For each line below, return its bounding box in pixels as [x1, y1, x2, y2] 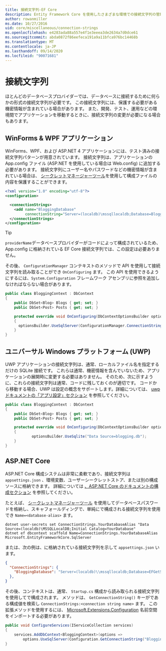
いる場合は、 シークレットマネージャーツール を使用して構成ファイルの [13, 173, 157, 179]
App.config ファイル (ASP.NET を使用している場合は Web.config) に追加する [5, 160, 161, 166]
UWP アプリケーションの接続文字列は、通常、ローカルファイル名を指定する [5, 361, 160, 367]
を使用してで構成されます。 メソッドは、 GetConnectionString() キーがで [5, 595, 155, 600]
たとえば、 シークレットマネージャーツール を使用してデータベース [5, 500, 141, 506]
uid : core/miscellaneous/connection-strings [5, 26, 98, 31]
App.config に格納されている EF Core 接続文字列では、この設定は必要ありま [5, 246, 160, 252]
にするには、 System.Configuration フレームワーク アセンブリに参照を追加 [5, 275, 156, 281]
